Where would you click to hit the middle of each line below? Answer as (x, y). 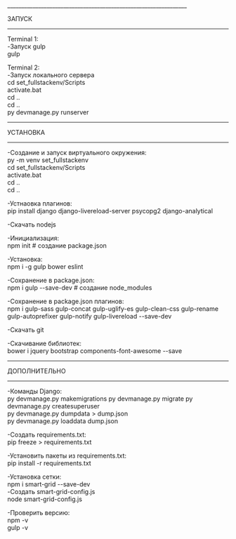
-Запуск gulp (26, 46)
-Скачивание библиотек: (45, 343)
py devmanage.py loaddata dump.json (63, 421)
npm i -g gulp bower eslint (45, 267)
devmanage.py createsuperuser (54, 406)
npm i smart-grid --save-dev (49, 484)
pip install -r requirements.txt (49, 463)
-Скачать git (26, 330)
